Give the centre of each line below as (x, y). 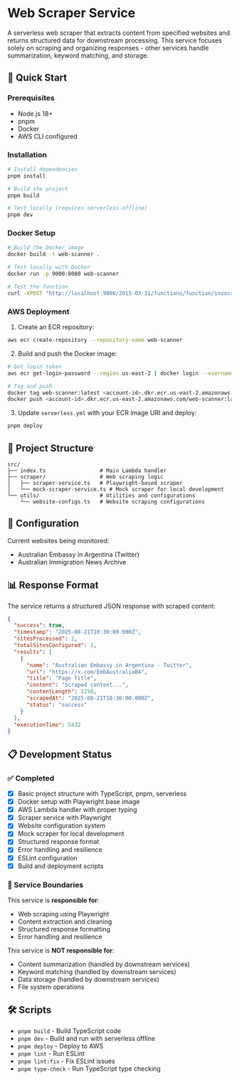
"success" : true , (39, 626)
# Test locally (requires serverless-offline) (78, 208)
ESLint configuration (48, 857)
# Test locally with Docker (49, 267)
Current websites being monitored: (58, 540)
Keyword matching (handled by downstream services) (97, 971)
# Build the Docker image (46, 248)
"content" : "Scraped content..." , (78, 685)
